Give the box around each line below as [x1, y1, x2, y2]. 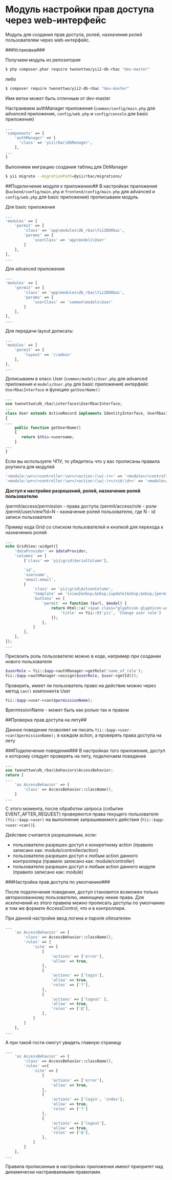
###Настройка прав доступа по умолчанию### [5, 879, 110, 885]
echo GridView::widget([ [5, 544, 58, 549]
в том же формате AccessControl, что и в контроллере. [5, 905, 126, 911]
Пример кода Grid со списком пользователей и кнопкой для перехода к [5, 524, 164, 530]
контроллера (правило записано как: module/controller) [12, 858, 135, 864]
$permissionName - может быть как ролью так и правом [5, 707, 130, 713]
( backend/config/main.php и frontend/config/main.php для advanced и [5, 188, 155, 194]
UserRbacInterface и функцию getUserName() [5, 386, 101, 393]
